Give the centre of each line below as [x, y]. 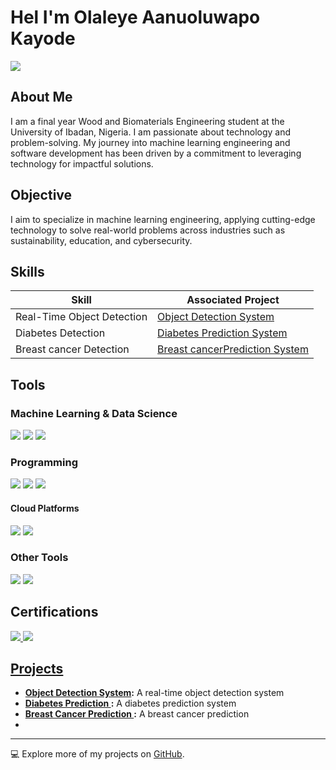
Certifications [54, 612]
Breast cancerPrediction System [233, 349]
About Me [41, 97]
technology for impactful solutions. [82, 163]
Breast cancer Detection [72, 349]
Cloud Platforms [45, 508]
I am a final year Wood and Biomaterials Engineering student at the [147, 121]
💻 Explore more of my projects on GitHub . [97, 754]
